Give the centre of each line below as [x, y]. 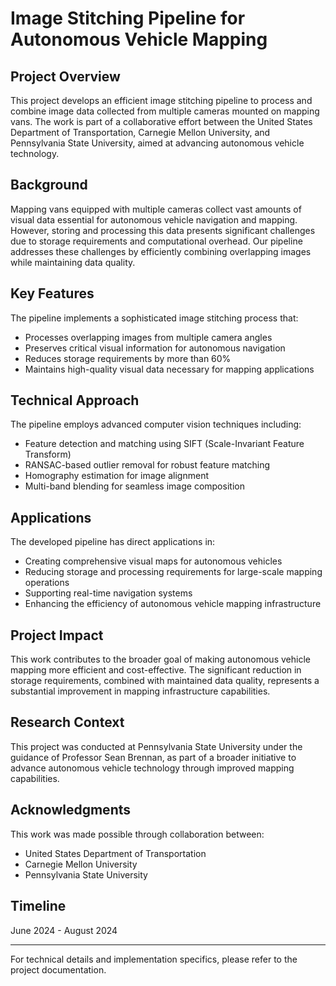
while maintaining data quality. [73, 262]
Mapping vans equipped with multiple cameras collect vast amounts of [156, 209]
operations [47, 583]
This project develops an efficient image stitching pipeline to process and [161, 100]
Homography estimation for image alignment [116, 476]
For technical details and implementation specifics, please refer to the [154, 959]
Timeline [38, 906]
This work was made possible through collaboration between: [137, 834]
